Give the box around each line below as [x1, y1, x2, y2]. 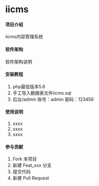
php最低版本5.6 [12, 83, 46, 90]
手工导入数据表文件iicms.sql [12, 90, 72, 96]
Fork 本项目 [12, 156, 37, 162]
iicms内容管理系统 [5, 34, 43, 40]
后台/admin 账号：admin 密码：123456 [12, 96, 94, 102]
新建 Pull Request [12, 175, 49, 181]
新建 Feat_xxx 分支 [12, 162, 52, 169]
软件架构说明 [5, 59, 32, 65]
